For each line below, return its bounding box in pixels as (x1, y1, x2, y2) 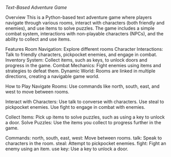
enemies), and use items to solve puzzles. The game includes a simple (5, 25, 155, 31)
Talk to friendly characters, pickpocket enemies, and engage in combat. (5, 51, 158, 57)
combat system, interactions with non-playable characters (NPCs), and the (5, 31, 164, 36)
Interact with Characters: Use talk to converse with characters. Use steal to (5, 99, 164, 105)
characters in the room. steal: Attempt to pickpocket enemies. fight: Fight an (5, 141, 166, 146)
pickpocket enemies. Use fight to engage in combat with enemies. (5, 104, 145, 110)
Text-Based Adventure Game (5, 5, 67, 10)
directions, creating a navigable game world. (5, 73, 100, 79)
